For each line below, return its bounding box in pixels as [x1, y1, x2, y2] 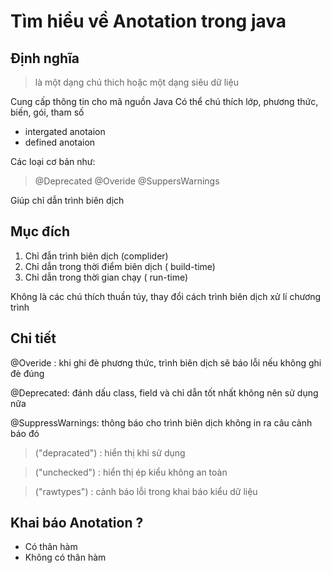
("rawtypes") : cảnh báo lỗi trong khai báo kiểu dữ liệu [34, 485, 258, 497]
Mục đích [10, 223, 71, 240]
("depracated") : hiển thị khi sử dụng [34, 446, 186, 459]
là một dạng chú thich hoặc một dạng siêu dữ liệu [34, 76, 239, 88]
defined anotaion [24, 136, 96, 148]
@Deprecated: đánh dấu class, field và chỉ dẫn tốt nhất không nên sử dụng [10, 386, 319, 399]
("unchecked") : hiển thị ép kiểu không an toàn [34, 466, 228, 478]
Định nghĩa [10, 50, 80, 67]
